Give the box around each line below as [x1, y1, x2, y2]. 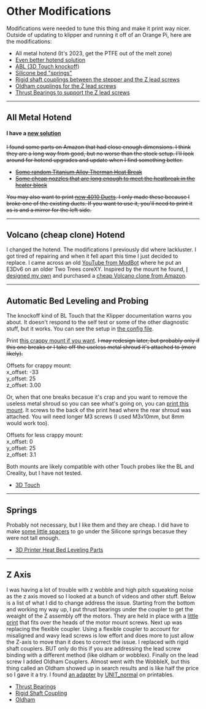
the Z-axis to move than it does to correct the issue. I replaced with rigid [6, 638, 189, 646]
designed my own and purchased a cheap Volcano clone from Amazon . [6, 272, 187, 280]
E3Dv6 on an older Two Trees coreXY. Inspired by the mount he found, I [6, 265, 188, 273]
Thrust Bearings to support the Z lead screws [15, 88, 130, 96]
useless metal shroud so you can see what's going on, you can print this [6, 400, 189, 407]
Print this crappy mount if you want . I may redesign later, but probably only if [6, 337, 200, 345]
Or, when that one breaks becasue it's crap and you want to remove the [6, 393, 188, 401]
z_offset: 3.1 [6, 451, 36, 458]
